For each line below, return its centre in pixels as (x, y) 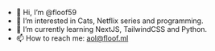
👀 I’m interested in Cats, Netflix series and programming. (110, 21)
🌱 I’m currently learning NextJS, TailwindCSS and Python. (112, 29)
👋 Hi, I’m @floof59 (46, 12)
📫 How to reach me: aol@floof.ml (72, 38)
